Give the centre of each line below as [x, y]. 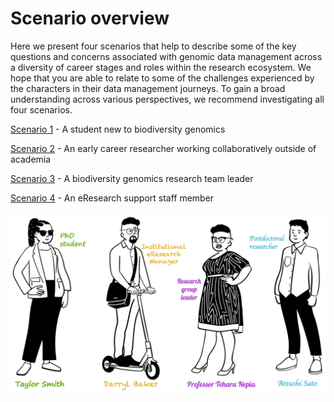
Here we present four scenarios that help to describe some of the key [153, 46]
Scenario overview [90, 18]
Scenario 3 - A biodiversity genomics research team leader [132, 178]
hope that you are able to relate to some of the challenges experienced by [162, 78]
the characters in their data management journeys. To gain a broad [148, 88]
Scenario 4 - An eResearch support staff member [112, 198]
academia [31, 159]
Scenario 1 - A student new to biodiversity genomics [118, 129]
